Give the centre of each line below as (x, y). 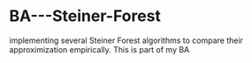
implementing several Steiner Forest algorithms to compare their (126, 40)
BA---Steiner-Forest (85, 16)
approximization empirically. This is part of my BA (99, 49)
